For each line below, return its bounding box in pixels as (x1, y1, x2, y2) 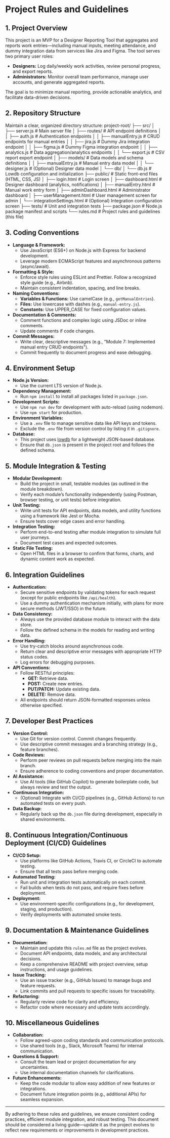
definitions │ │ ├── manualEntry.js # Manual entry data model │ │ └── (5, 160, 154, 166)
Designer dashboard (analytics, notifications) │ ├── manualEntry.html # (5, 181, 155, 188)
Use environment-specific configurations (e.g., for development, (20, 900, 155, 906)
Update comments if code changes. (20, 328, 95, 334)
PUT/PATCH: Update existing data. (27, 686, 101, 692)
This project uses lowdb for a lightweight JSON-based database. (20, 436, 155, 443)
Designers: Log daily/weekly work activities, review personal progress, (12, 63, 161, 69)
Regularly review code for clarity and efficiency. (20, 998, 120, 1004)
